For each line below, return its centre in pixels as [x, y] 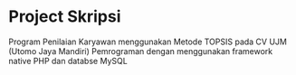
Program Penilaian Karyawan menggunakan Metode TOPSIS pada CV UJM [148, 42]
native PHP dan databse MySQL [68, 61]
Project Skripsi [65, 17]
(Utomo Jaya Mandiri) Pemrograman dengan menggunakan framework [141, 51]
